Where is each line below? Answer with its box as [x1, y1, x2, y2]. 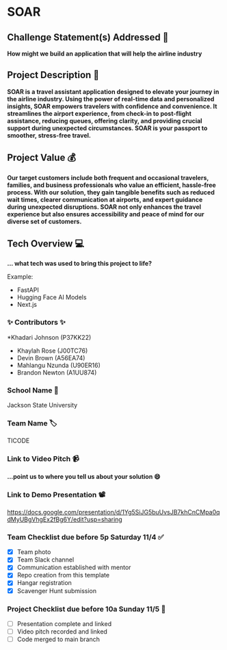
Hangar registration [16, 579, 72, 587]
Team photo [16, 548, 51, 556]
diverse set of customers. [7, 217, 82, 225]
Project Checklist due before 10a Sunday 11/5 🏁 [7, 604, 166, 614]
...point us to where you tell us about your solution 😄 [7, 472, 161, 480]
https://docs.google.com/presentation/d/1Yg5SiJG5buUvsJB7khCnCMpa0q [7, 508, 220, 516]
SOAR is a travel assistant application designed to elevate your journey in [7, 87, 219, 96]
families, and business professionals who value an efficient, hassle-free [7, 181, 217, 189]
